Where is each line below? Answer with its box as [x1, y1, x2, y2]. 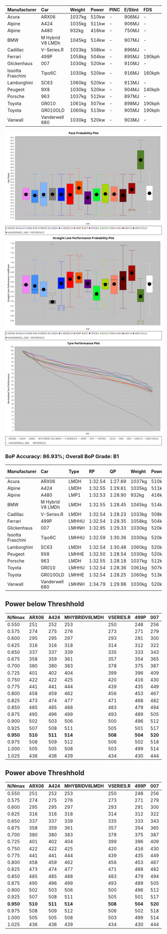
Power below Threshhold [5, 600, 84, 608]
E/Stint [124, 6, 139, 12]
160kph [143, 70, 160, 76]
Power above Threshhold [5, 769, 84, 777]
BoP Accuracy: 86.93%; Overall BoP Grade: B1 [5, 453, 119, 460]
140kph [143, 86, 160, 92]
